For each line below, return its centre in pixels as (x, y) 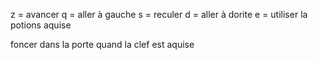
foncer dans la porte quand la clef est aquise (102, 44)
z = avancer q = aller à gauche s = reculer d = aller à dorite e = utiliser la (159, 14)
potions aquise (41, 25)
